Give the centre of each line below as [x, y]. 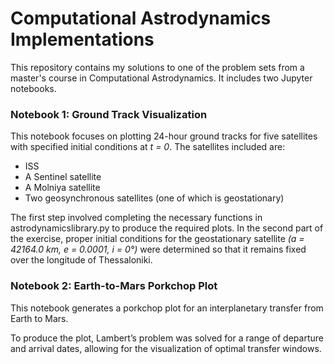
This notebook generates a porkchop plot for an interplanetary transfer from [167, 308]
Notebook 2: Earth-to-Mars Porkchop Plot [114, 286]
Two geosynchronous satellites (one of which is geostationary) [154, 198]
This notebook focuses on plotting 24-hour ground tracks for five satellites [164, 136]
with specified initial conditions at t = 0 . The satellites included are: [148, 147]
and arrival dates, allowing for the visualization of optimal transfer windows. [166, 348]
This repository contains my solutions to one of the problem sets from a [157, 67]
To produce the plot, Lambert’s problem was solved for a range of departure [167, 338]
